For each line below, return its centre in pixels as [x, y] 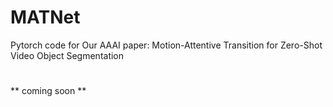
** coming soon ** [48, 91]
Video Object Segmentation [67, 55]
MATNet [45, 17]
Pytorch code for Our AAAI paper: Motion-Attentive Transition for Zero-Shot [166, 45]
